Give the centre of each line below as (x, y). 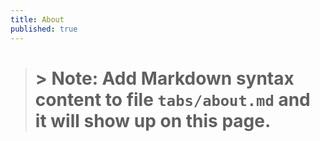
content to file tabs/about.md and (172, 99)
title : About (37, 19)
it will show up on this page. (153, 120)
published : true (44, 29)
